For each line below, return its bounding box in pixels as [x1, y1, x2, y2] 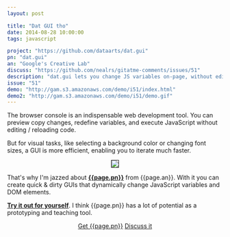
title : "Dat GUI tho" [7, 22, 69, 30]
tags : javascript [7, 35, 57, 42]
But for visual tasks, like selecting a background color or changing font [7, 139, 207, 148]
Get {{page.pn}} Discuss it [77, 222, 153, 230]
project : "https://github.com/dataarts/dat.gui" [7, 47, 149, 55]
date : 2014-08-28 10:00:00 [7, 29, 84, 36]
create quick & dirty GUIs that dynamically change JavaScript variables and [7, 181, 220, 189]
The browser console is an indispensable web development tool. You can [7, 111, 214, 120]
